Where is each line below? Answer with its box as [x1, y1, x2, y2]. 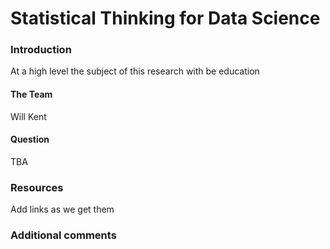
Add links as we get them [10, 203, 115, 216]
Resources [10, 180, 64, 194]
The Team [10, 88, 53, 101]
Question [10, 133, 50, 146]
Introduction [10, 43, 72, 57]
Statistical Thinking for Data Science [10, 7, 321, 30]
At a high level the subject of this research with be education [10, 65, 260, 77]
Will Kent [10, 110, 47, 122]
